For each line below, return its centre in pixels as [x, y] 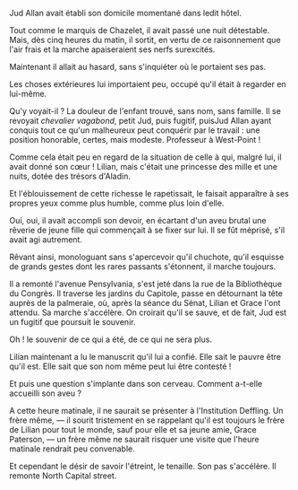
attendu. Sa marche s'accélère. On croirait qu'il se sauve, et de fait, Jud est [148, 312]
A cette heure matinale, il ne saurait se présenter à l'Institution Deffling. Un [146, 411]
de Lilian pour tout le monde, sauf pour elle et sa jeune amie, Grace [133, 429]
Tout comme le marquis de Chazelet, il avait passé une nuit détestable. [140, 30]
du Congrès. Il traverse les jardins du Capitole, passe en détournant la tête [146, 293]
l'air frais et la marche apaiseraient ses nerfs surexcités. [112, 49]
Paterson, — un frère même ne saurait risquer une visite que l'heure [134, 439]
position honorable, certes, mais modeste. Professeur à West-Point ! [135, 140]
